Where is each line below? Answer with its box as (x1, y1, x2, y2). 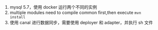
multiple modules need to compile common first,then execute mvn (9, 10, 141, 15)
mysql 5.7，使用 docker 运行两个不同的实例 (9, 4, 97, 10)
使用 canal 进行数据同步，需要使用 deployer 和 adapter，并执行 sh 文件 (9, 20, 153, 25)
